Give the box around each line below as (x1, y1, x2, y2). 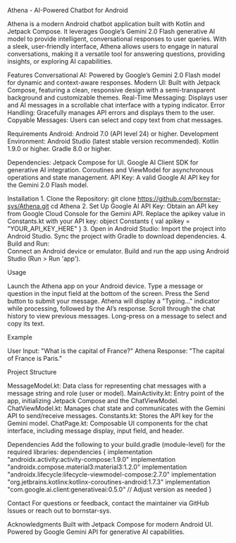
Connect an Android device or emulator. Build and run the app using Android (7, 247, 230, 255)
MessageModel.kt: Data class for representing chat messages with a (7, 381, 206, 390)
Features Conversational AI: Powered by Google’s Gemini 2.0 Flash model (7, 71, 221, 79)
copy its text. (7, 319, 45, 328)
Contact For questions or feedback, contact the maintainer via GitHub (7, 499, 209, 507)
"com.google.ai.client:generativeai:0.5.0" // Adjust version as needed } (7, 485, 212, 494)
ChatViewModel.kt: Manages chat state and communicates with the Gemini (7, 404, 225, 412)
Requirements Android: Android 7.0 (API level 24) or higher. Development (7, 130, 219, 138)
